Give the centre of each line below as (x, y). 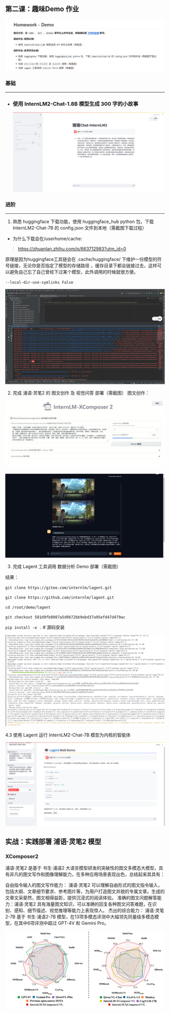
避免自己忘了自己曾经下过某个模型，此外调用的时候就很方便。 (74, 272)
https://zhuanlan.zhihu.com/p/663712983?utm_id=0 (72, 249)
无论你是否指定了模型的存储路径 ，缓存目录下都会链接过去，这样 (90, 266)
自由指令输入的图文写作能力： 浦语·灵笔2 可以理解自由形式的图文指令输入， (84, 885)
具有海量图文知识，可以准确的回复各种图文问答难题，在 (95, 904)
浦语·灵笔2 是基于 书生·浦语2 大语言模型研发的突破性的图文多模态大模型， (82, 868)
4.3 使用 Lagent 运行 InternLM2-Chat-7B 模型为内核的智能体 (68, 735)
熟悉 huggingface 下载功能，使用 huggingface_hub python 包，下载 (83, 221)
